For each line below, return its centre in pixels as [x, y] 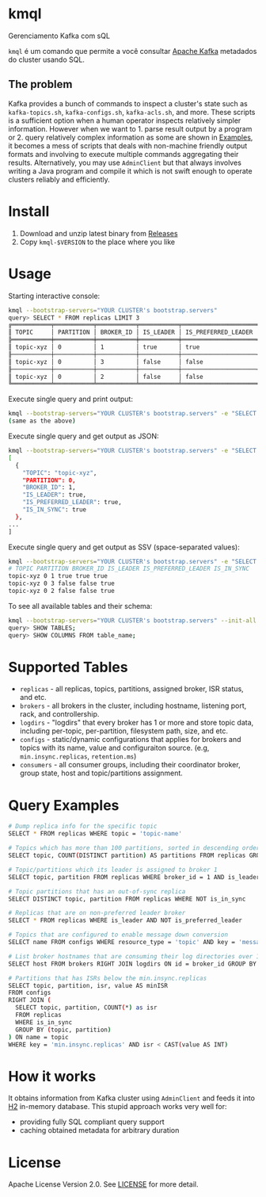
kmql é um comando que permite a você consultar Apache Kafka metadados [133, 51]
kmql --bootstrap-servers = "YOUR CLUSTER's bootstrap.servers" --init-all [133, 620]
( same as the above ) [42, 421]
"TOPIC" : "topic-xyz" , [60, 472]
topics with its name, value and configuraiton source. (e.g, [114, 748]
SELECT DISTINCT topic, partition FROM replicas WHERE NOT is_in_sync [127, 899]
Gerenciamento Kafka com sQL [59, 36]
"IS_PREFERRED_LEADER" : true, [72, 503]
